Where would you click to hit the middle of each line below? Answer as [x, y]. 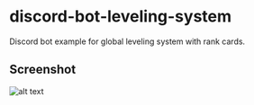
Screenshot [43, 70]
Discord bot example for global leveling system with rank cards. [127, 41]
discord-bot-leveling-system [121, 17]
